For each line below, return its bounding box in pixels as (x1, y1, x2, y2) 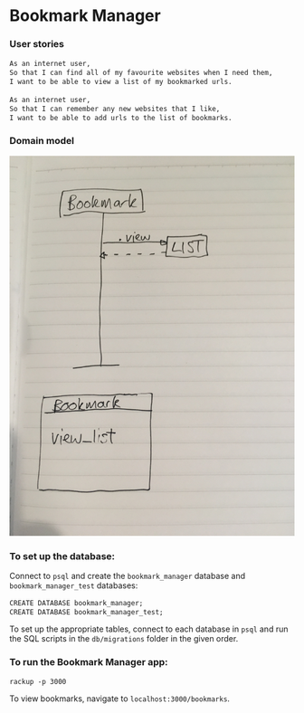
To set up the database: (9, 549, 116, 562)
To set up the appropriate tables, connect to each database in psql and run (9, 623, 289, 634)
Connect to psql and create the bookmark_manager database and (9, 571, 246, 582)
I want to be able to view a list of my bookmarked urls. (9, 78, 233, 87)
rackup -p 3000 (9, 678, 67, 687)
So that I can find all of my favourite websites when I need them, (9, 69, 273, 78)
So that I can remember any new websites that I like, (9, 105, 221, 114)
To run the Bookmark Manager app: (9, 656, 169, 668)
